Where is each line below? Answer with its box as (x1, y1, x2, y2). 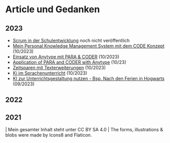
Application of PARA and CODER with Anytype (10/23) (12, 59, 127, 65)
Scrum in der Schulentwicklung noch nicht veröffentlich (12, 37, 130, 43)
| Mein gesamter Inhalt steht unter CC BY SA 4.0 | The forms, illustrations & (5, 127, 163, 133)
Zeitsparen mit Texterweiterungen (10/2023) (12, 65, 106, 70)
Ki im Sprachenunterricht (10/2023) (12, 70, 88, 76)
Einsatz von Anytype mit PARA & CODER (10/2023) (12, 54, 119, 60)
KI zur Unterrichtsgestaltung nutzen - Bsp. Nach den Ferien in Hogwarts (12, 76, 165, 81)
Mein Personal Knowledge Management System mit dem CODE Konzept (12, 43, 165, 49)
